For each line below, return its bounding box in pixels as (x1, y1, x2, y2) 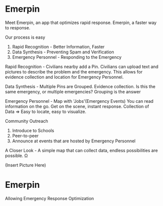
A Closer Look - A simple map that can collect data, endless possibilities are (5, 147, 158, 153)
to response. (5, 24, 31, 30)
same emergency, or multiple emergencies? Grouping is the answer (5, 89, 141, 94)
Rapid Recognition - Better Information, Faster (12, 44, 105, 49)
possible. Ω (5, 153, 28, 159)
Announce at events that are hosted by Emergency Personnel (12, 138, 136, 144)
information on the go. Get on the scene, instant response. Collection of (5, 103, 149, 109)
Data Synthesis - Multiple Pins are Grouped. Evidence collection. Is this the (5, 83, 156, 89)
